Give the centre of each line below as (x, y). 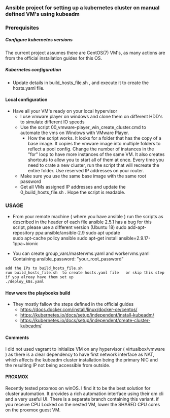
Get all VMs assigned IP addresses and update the (73, 187)
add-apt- (137, 227)
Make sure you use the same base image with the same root (83, 176)
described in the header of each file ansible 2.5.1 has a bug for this (82, 222)
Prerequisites (22, 28)
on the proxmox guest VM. (33, 410)
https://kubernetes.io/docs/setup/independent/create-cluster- (85, 321)
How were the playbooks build (38, 293)
